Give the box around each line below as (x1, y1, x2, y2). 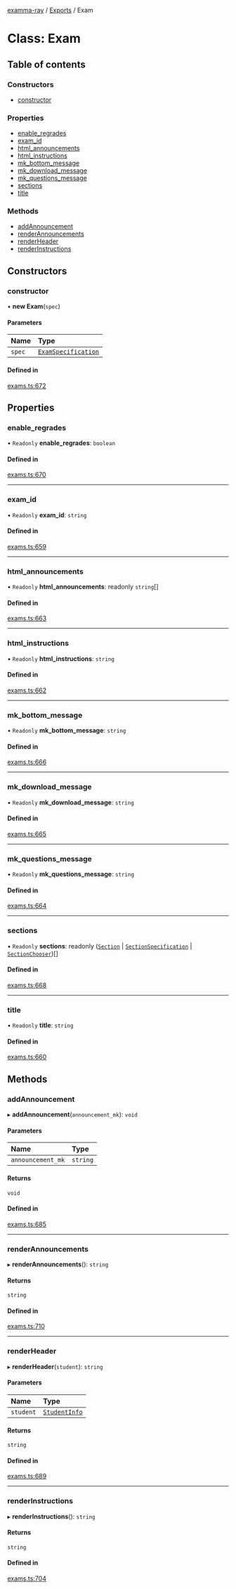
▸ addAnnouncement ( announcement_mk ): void (7, 1110, 138, 1119)
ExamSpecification (37, 348, 100, 356)
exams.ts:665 (7, 830, 47, 838)
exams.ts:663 (7, 615, 47, 623)
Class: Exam (7, 31, 81, 46)
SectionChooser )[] (7, 949, 58, 958)
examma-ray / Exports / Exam (7, 6, 93, 14)
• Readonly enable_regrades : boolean (7, 439, 116, 447)
